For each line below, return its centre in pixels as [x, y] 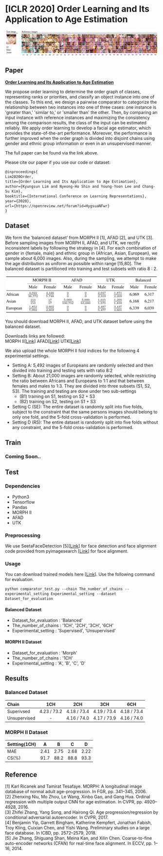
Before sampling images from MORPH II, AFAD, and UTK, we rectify [72, 243]
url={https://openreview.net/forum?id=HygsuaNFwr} [57, 206]
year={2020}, [18, 201]
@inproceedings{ [21, 172]
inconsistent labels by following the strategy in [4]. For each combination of [81, 248]
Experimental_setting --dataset [84, 594]
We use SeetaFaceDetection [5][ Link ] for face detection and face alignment [81, 546]
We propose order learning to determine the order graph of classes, [73, 92]
